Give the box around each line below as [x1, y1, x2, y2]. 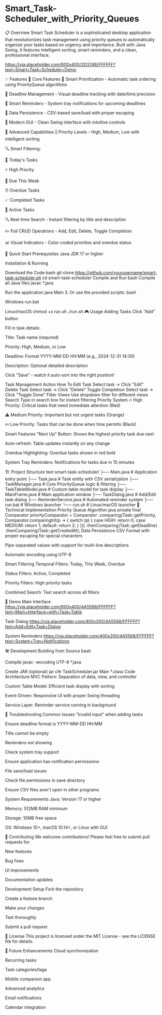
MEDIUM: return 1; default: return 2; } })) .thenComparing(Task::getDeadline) [5, 522, 157, 528]
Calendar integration [5, 1004, 46, 1010]
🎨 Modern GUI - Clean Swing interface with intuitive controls [5, 119, 126, 125]
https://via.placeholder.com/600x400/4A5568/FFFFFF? [5, 604, 116, 610]
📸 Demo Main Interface [5, 598, 51, 604]
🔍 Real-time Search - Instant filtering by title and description [5, 216, 126, 222]
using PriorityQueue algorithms [5, 81, 67, 87]
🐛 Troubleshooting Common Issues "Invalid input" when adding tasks [5, 711, 143, 717]
